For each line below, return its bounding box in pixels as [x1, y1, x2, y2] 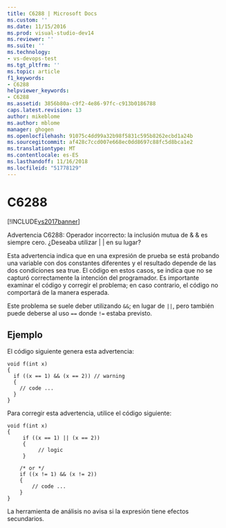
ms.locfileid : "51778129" [7, 164, 82, 172]
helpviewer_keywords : [7, 87, 70, 94]
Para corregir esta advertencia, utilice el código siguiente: [7, 409, 171, 417]
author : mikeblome [7, 113, 60, 120]
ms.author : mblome [7, 119, 60, 127]
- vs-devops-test [7, 55, 57, 62]
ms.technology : [7, 49, 51, 56]
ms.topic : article [7, 68, 60, 75]
